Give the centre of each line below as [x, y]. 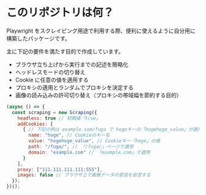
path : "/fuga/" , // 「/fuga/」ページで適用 [81, 147]
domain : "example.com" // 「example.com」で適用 [89, 152]
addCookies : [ [35, 124]
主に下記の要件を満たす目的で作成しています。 [65, 51]
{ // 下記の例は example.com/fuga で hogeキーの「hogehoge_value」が [108, 129]
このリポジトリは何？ [60, 13]
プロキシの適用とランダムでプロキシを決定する [74, 87]
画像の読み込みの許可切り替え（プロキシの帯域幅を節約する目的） [98, 95]
